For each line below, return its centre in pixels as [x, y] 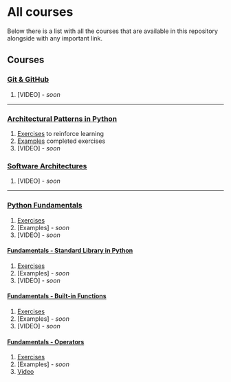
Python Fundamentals [45, 205]
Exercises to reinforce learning [60, 133]
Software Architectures [47, 166]
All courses [40, 12]
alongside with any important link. [55, 38]
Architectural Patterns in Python [62, 119]
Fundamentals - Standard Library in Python [70, 251]
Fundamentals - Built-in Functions [57, 296]
